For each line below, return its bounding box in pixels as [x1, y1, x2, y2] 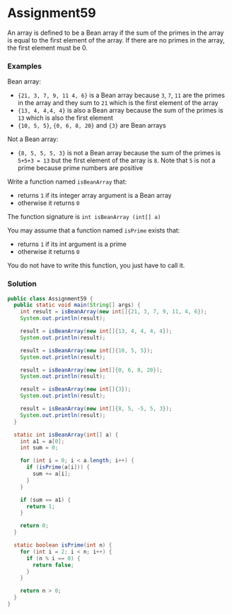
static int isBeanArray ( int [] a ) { [13, 431, 119, 438]
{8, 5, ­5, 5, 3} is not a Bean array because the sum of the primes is [17, 149, 221, 157]
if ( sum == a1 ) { [20, 496, 71, 503]
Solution [7, 279, 37, 289]
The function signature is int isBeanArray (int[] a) [7, 213, 161, 221]
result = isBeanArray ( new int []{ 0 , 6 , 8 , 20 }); [20, 367, 163, 374]
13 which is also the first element [17, 113, 113, 122]
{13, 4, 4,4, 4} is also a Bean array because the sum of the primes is [17, 106, 224, 115]
